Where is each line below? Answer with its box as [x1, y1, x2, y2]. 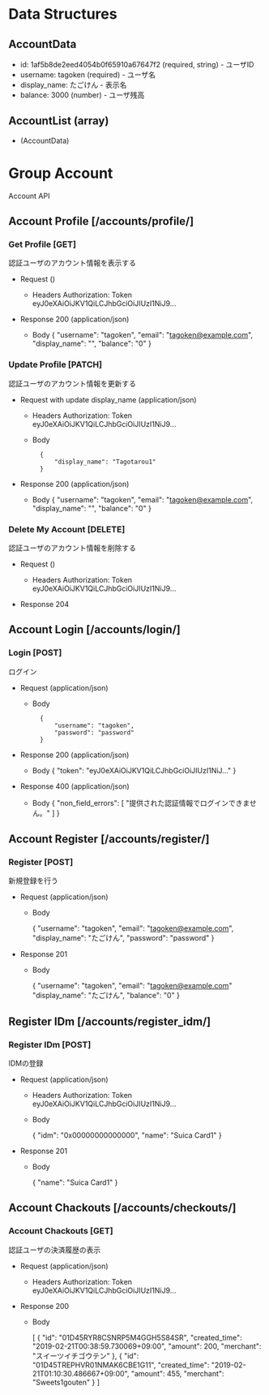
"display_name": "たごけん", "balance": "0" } [32, 991, 181, 1001]
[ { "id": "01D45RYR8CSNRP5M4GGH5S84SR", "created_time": [32, 1333, 243, 1342]
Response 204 [19, 600, 70, 609]
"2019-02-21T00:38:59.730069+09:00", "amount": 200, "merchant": [32, 1341, 262, 1351]
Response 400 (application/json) [19, 781, 130, 791]
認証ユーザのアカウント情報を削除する [8, 543, 136, 553]
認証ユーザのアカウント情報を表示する [8, 258, 136, 268]
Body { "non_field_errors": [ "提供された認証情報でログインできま [32, 798, 250, 807]
